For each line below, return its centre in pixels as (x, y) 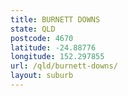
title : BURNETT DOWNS (55, 19)
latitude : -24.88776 (53, 47)
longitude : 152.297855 (57, 57)
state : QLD (33, 29)
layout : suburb (42, 76)
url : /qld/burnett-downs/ (64, 66)
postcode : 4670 (42, 38)
